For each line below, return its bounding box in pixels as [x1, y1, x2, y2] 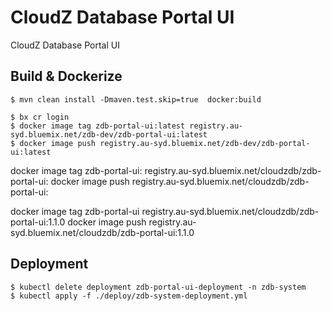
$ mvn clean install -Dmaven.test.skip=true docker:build [10, 94, 262, 105]
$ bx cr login [10, 112, 70, 122]
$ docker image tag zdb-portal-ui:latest [10, 121, 186, 131]
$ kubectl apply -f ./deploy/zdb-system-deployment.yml [10, 291, 248, 301]
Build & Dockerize [10, 68, 123, 85]
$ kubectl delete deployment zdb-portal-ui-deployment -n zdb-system [10, 282, 307, 292]
